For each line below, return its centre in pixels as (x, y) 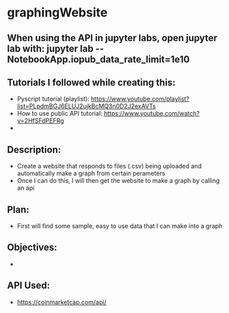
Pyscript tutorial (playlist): (53, 99)
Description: (34, 150)
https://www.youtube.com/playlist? (140, 99)
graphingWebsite (57, 13)
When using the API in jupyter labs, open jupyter (112, 38)
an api (26, 188)
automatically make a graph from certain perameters (91, 173)
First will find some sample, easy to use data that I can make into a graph (120, 226)
